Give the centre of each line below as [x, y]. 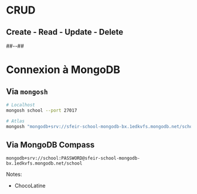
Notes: [14, 175]
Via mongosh [27, 91]
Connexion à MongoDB [63, 70]
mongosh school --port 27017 [42, 110]
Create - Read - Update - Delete [65, 32]
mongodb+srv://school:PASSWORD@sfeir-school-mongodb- [73, 158]
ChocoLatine [30, 186]
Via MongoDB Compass [50, 145]
